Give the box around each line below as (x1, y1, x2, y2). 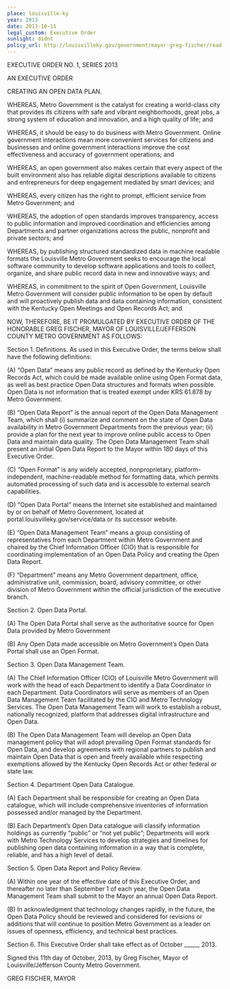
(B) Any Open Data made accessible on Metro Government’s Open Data (7, 640, 209, 648)
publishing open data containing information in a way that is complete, (7, 844, 205, 851)
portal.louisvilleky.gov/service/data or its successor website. (7, 515, 178, 523)
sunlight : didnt (7, 36, 53, 43)
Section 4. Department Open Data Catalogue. (7, 781, 135, 789)
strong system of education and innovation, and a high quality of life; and (7, 115, 214, 123)
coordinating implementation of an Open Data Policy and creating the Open (7, 550, 219, 558)
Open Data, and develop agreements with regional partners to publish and (7, 746, 216, 753)
